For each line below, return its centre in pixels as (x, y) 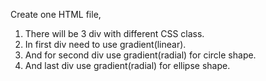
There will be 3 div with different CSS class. (114, 33)
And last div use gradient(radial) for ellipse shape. (127, 65)
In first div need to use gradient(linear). (105, 44)
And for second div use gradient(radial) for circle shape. (140, 55)
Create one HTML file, (56, 14)
